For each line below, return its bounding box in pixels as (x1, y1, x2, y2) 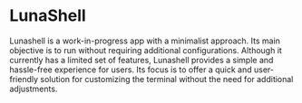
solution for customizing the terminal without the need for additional (40, 73, 294, 84)
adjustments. (9, 83, 58, 94)
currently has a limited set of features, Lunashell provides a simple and (9, 54, 274, 65)
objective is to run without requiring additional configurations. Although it (9, 44, 283, 55)
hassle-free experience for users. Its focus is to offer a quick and (9, 64, 252, 75)
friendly (9, 73, 39, 84)
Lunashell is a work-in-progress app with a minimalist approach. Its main (9, 35, 281, 46)
